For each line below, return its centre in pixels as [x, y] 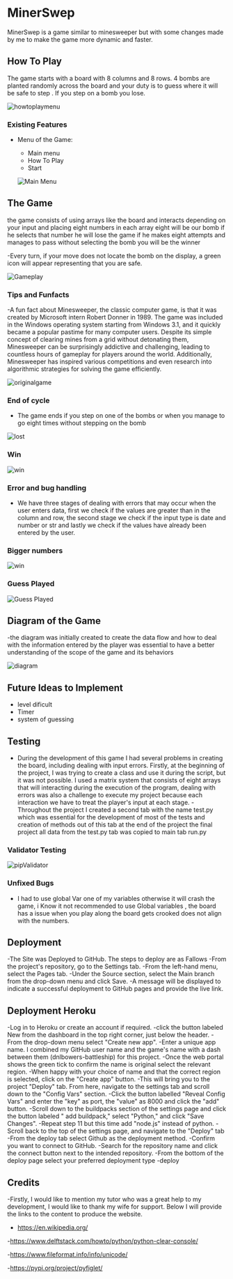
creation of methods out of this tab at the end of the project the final [115, 825]
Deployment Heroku [51, 1011]
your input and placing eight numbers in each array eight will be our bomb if [116, 227]
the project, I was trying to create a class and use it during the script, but [121, 773]
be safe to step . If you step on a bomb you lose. [77, 93]
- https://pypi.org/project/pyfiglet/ [55, 1268]
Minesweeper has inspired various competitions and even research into [110, 362]
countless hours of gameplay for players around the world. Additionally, [110, 354]
